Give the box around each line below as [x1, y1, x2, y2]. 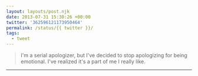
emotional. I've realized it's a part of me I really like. [20, 58, 146, 65]
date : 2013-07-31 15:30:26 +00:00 [6, 14, 91, 20]
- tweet [11, 36, 31, 42]
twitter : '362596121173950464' [6, 19, 83, 25]
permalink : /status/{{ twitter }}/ [6, 25, 94, 31]
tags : [6, 30, 19, 36]
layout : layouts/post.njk [6, 8, 70, 15]
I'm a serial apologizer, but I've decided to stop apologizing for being [20, 52, 187, 58]
